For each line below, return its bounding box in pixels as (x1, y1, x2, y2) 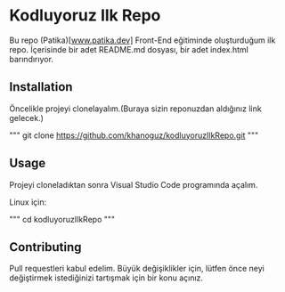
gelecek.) (9, 112, 45, 123)
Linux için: (9, 197, 47, 207)
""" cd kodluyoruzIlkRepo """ (9, 214, 116, 224)
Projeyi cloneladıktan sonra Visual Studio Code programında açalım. (9, 179, 258, 190)
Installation (9, 79, 73, 94)
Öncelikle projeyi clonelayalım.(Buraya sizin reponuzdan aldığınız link (9, 103, 262, 114)
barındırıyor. (9, 53, 53, 64)
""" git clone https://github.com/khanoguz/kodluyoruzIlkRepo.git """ (9, 130, 259, 141)
